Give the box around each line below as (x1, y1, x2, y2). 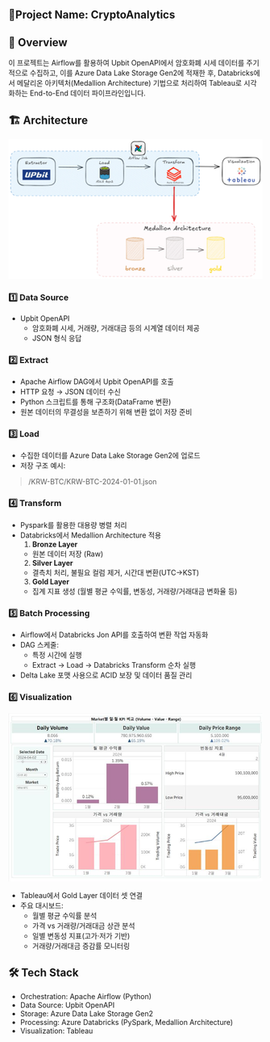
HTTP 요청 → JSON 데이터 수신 (19, 386, 121, 396)
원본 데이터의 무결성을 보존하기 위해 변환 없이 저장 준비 (19, 407, 193, 416)
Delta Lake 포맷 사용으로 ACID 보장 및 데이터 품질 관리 (19, 670, 193, 680)
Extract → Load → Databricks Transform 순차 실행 (31, 660, 196, 669)
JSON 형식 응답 (31, 333, 82, 343)
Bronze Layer (31, 539, 78, 549)
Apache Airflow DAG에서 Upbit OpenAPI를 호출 (19, 377, 175, 386)
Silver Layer (31, 558, 74, 567)
